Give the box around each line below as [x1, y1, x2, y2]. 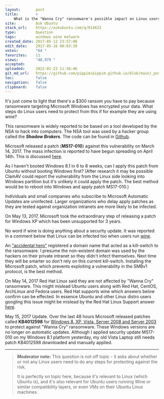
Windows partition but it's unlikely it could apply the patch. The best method [5, 178, 159, 184]
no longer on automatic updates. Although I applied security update [5, 329, 141, 335]
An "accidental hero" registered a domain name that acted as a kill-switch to [5, 242, 159, 248]
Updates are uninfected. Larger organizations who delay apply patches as [5, 198, 154, 204]
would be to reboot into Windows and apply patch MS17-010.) [5, 184, 129, 189]
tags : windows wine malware [5, 35, 80, 40]
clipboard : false [5, 84, 47, 90]
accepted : [5, 62, 25, 67]
